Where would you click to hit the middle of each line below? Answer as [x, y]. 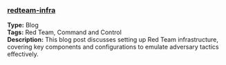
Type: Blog [23, 25]
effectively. [23, 54]
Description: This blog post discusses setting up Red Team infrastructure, [113, 40]
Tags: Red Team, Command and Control [65, 32]
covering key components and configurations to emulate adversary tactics [113, 47]
